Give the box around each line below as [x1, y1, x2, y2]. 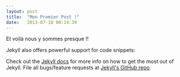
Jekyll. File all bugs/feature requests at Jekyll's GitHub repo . [6, 64, 151, 71]
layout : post [6, 8, 38, 15]
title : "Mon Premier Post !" [6, 14, 80, 20]
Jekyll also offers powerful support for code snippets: [6, 47, 136, 54]
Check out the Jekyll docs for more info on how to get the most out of [6, 58, 174, 65]
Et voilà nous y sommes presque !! [6, 36, 89, 43]
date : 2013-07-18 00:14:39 [6, 19, 77, 25]
